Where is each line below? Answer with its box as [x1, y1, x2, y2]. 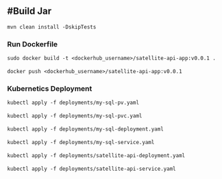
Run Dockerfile [7, 39, 58, 49]
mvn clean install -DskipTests [7, 23, 97, 30]
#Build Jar [7, 5, 52, 17]
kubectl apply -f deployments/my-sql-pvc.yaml [7, 113, 143, 120]
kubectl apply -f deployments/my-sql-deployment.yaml [7, 126, 164, 133]
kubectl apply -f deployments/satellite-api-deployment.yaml [7, 152, 186, 159]
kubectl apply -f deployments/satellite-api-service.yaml [7, 165, 176, 173]
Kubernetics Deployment [7, 84, 92, 94]
